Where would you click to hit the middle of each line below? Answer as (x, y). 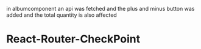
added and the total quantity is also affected (62, 15)
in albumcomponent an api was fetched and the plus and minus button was (100, 9)
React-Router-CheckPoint (73, 39)
